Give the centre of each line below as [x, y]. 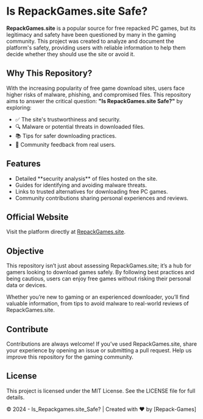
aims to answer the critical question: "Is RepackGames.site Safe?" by [94, 101]
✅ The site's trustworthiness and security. [68, 119]
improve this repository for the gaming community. [70, 357]
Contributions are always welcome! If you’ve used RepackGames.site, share [101, 344]
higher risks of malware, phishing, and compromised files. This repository [99, 94]
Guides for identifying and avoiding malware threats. [81, 185]
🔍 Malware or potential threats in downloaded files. [80, 126]
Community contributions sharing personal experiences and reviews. [102, 198]
